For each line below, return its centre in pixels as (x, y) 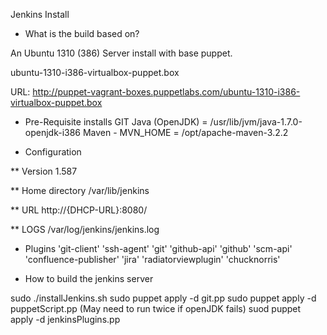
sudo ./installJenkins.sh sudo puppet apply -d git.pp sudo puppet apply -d (163, 298)
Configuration (53, 152)
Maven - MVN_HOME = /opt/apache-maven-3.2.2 (185, 132)
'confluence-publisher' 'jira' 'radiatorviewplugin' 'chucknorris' (152, 259)
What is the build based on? (82, 33)
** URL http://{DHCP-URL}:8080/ (79, 210)
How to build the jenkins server (89, 278)
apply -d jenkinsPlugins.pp (65, 319)
